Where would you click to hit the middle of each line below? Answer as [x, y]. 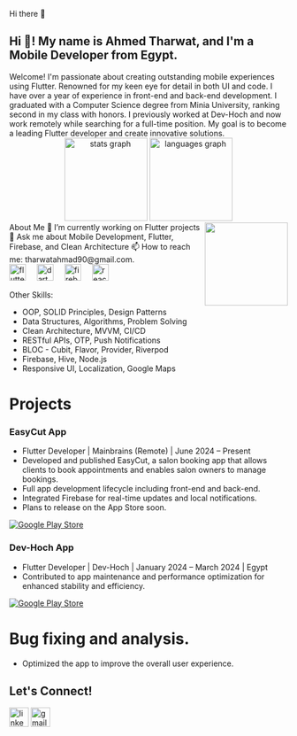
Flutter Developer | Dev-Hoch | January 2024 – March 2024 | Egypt [145, 567]
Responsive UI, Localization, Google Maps [99, 368]
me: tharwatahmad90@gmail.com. [72, 259]
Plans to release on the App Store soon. [94, 507]
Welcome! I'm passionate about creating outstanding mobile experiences [142, 76]
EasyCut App [38, 431]
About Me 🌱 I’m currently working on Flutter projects [105, 227]
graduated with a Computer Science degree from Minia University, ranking [145, 105]
